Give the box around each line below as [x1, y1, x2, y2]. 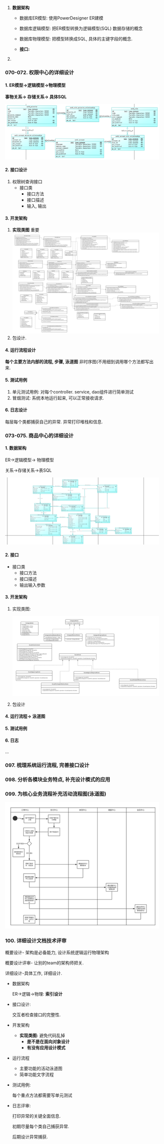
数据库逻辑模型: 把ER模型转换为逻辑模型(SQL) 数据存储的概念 [19, 25, 143, 31]
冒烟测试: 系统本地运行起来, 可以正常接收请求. [12, 395, 104, 401]
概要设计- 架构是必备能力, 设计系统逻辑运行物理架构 [5, 949, 109, 955]
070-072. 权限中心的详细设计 [5, 69, 74, 76]
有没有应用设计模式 [26, 1044, 66, 1050]
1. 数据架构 [5, 445, 27, 451]
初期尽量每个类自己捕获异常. [12, 1123, 69, 1129]
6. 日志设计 [5, 407, 28, 413]
